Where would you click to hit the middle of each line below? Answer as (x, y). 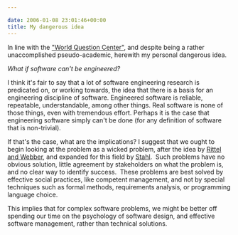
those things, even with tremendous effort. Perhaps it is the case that (108, 113)
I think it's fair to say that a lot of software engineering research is (104, 82)
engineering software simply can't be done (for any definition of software (115, 120)
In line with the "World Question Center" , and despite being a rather (106, 47)
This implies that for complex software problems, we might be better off (113, 208)
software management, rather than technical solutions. (87, 223)
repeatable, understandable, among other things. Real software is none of (115, 105)
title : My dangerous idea (45, 27)
